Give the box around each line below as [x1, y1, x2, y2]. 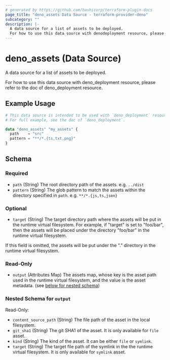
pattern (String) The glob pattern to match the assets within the [12, 187, 146, 193]
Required [5, 170, 28, 177]
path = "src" [10, 131, 44, 137]
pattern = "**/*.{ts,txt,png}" [10, 136, 76, 141]
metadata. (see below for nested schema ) [12, 283, 100, 289]
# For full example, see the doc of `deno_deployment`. [5, 117, 125, 123]
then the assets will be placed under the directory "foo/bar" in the [12, 227, 150, 233]
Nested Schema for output [5, 295, 71, 302]
